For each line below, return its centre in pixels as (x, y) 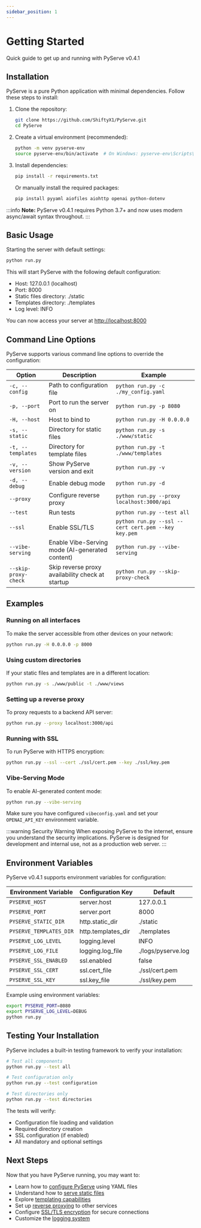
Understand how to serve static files (60, 1193)
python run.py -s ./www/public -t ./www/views (65, 683)
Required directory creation (48, 1129)
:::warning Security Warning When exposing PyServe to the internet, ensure (100, 831)
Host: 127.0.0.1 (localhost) (46, 284)
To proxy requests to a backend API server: (60, 712)
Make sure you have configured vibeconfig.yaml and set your (82, 813)
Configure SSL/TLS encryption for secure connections (82, 1212)
